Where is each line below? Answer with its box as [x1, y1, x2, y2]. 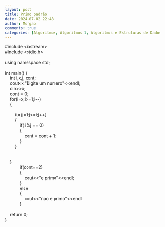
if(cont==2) [19, 164, 43, 170]
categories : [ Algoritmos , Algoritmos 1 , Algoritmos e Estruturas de [5, 30, 148, 35]
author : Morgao [5, 21, 36, 26]
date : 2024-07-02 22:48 [5, 16, 54, 21]
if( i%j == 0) [19, 122, 44, 128]
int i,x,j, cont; [9, 75, 36, 81]
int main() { [5, 70, 28, 76]
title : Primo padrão [5, 12, 48, 17]
